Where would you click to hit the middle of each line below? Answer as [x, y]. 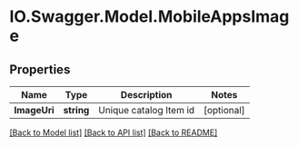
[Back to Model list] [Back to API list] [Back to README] [114, 132]
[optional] [224, 110]
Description [146, 95]
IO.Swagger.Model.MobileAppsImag [149, 17]
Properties [40, 69]
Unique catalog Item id [147, 110]
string [76, 110]
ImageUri [34, 110]
